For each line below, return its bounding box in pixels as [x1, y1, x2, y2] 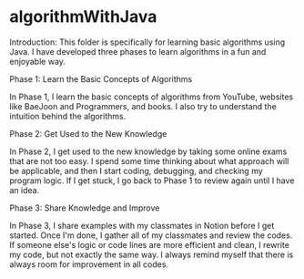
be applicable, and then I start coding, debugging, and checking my [9, 165, 264, 176]
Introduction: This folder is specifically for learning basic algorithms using [9, 36, 286, 47]
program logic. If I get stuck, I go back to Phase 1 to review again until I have [9, 175, 295, 186]
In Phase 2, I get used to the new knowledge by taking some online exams [9, 146, 288, 157]
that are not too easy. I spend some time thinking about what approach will [9, 155, 289, 166]
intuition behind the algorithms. [9, 110, 127, 121]
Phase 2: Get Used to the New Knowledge [9, 128, 167, 139]
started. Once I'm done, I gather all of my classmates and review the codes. [9, 230, 293, 241]
